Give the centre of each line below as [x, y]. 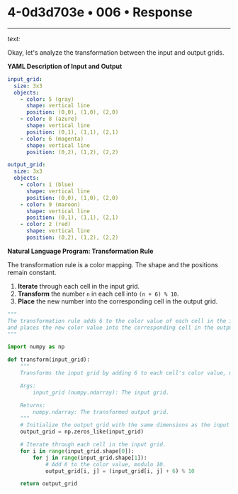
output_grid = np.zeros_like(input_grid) [82, 432]
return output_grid [49, 484]
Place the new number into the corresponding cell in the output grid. [118, 301]
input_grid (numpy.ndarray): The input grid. [101, 392]
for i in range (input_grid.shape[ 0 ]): [77, 451]
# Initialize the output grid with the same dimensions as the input [125, 425]
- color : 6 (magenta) [52, 139]
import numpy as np [36, 347]
